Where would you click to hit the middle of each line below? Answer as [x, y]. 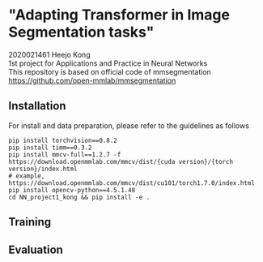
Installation [37, 106]
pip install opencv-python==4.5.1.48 [72, 190]
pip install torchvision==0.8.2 [63, 140]
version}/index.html [43, 169]
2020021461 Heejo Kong [49, 54]
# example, [27, 176]
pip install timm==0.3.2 [50, 148]
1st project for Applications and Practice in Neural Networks [108, 63]
